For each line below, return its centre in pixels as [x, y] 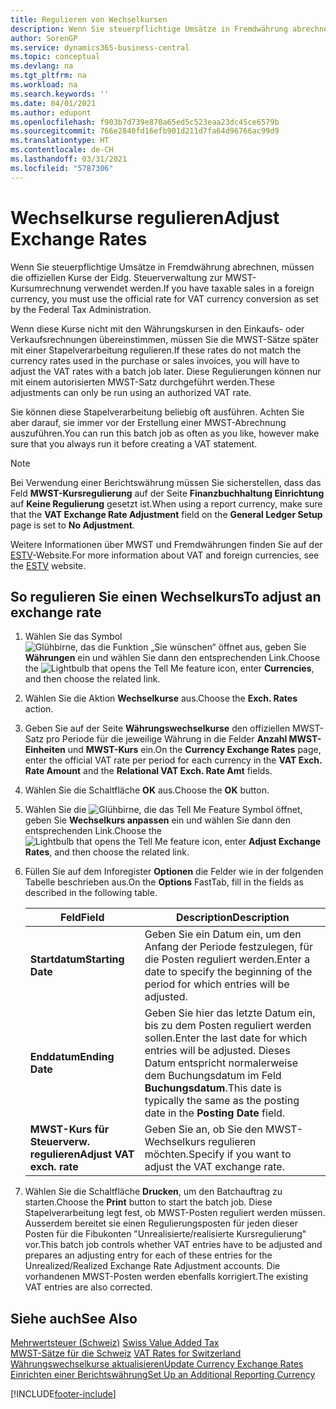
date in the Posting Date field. [215, 1113]
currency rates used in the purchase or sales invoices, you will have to [155, 360]
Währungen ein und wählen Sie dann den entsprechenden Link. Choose [172, 658]
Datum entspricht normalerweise [221, 1063]
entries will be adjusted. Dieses [217, 1051]
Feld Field [82, 918]
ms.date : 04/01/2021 [53, 103]
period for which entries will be [217, 984]
